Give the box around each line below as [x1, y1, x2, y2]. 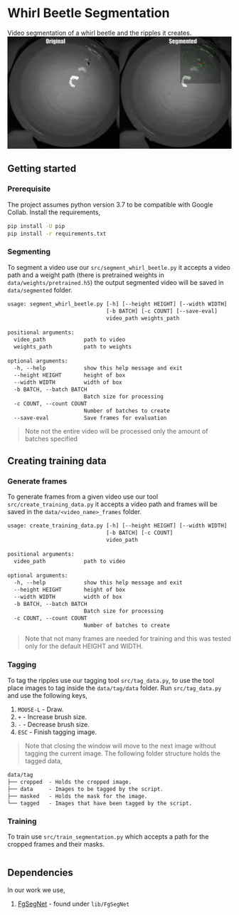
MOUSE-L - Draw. [17, 705, 64, 713]
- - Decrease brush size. [17, 720, 90, 728]
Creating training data [7, 455, 107, 467]
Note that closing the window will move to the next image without [24, 741, 217, 750]
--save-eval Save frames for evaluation [14, 414, 167, 422]
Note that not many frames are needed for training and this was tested [24, 634, 231, 643]
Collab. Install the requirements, [7, 208, 101, 216]
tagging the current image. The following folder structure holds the [24, 749, 221, 758]
